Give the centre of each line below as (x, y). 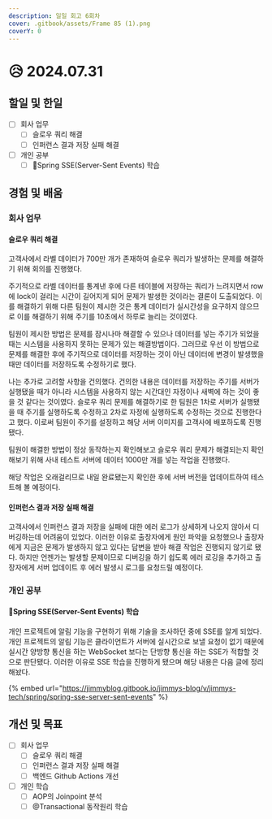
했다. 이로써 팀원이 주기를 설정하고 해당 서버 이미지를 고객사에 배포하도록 (132, 422)
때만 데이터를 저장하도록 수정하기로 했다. (72, 364)
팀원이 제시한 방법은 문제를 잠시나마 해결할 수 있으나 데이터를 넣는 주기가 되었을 (134, 334)
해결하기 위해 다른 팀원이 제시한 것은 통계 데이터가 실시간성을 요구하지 (127, 306)
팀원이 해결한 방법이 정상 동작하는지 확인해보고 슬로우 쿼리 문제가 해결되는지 (129, 450)
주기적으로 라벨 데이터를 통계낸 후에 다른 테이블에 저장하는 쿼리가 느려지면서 (129, 286)
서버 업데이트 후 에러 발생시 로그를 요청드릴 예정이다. (120, 568)
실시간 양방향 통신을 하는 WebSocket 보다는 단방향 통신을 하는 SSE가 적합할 (129, 652)
